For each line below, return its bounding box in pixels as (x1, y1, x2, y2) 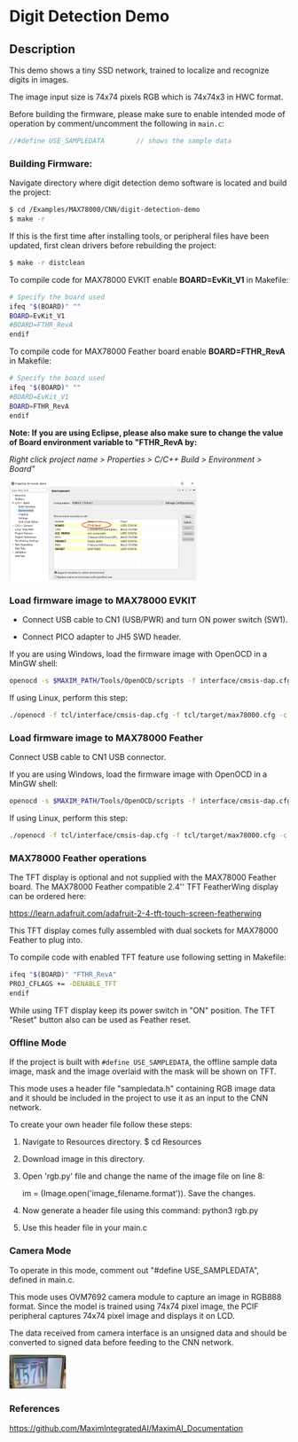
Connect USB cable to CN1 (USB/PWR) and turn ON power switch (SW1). (21, 615, 288, 625)
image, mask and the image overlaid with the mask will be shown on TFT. (9, 1066, 277, 1077)
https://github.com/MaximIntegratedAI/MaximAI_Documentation (9, 1422, 244, 1433)
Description (9, 42, 75, 57)
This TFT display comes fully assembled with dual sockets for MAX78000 (9, 925, 278, 937)
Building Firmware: (9, 157, 93, 169)
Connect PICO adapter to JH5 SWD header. (21, 631, 182, 642)
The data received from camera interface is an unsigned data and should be (9, 1328, 287, 1338)
